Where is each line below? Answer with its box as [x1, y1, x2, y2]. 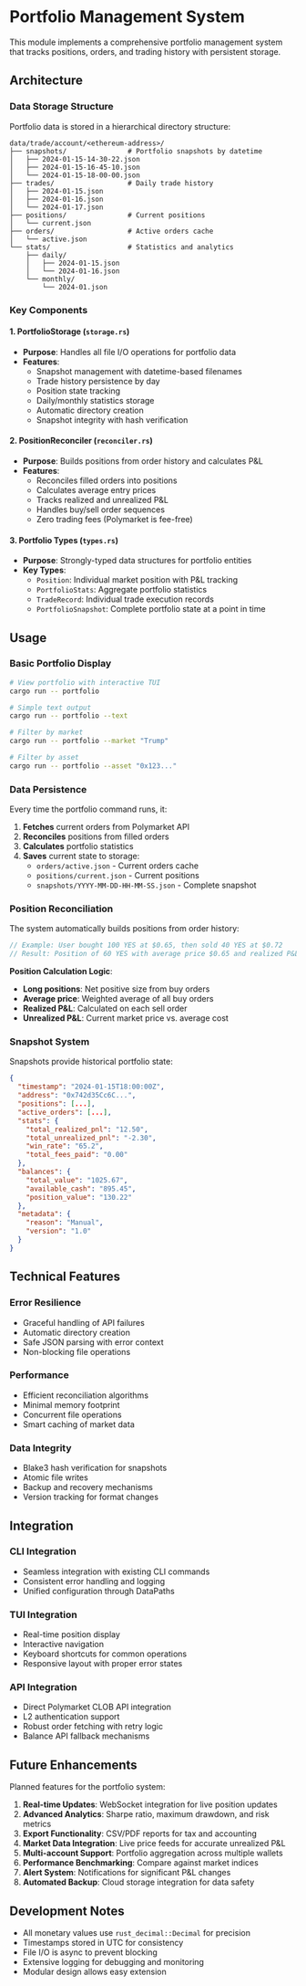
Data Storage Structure [9, 100, 114, 113]
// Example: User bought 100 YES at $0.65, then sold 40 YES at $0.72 [9, 940, 283, 951]
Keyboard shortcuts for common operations [22, 1648, 188, 1659]
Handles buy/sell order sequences [36, 504, 166, 515]
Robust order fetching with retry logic [22, 1721, 164, 1732]
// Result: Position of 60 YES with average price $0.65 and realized [9, 950, 283, 959]
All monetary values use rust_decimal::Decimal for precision [22, 1928, 250, 1939]
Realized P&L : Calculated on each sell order [22, 1003, 188, 1014]
